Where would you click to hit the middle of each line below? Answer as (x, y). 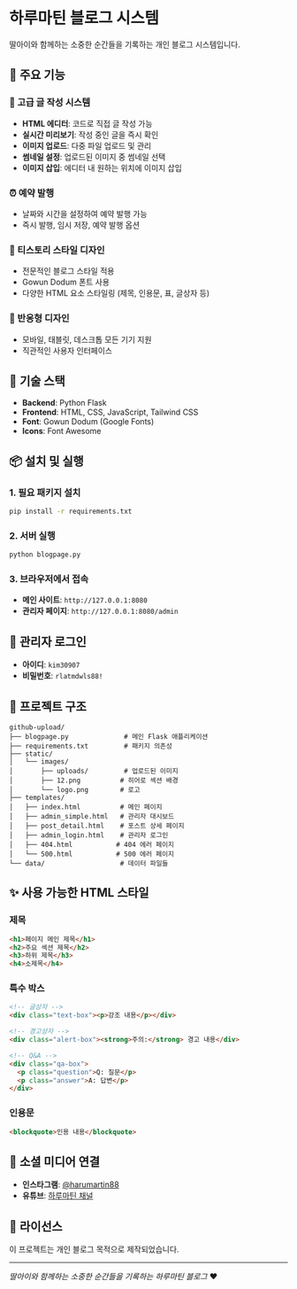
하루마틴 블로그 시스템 (84, 18)
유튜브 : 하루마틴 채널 (57, 1196)
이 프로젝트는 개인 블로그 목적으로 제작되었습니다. (94, 1249)
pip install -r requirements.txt (71, 512)
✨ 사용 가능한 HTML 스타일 (79, 893)
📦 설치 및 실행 (46, 461)
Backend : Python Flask (65, 403)
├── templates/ (37, 797)
